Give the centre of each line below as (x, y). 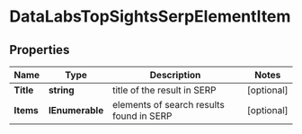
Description (175, 75)
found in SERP (142, 116)
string (61, 90)
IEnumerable (76, 110)
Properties (40, 50)
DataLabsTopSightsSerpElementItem (150, 17)
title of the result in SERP (164, 90)
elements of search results (168, 105)
